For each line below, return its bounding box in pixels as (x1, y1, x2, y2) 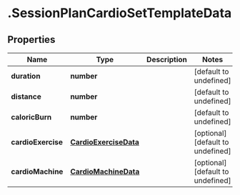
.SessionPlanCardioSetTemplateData (7, 5, 232, 21)
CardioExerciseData (70, 137, 139, 147)
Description (146, 55, 188, 64)
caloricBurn (11, 112, 52, 122)
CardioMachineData (70, 166, 140, 176)
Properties (7, 34, 56, 46)
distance (11, 91, 41, 101)
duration (11, 71, 41, 81)
